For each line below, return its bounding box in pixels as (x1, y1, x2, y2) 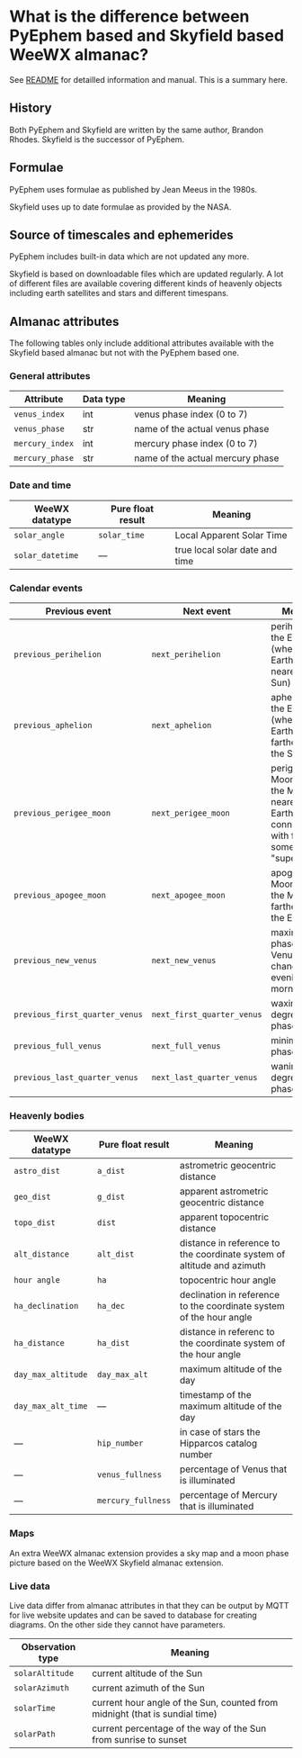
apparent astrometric (179, 1186, 269, 1198)
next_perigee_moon (151, 808, 231, 818)
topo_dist (13, 1218, 56, 1228)
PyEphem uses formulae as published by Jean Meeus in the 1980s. (9, 184, 258, 194)
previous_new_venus (13, 956, 97, 966)
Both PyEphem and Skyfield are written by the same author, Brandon (9, 124, 263, 135)
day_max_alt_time (13, 1402, 88, 1411)
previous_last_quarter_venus (13, 1073, 138, 1083)
